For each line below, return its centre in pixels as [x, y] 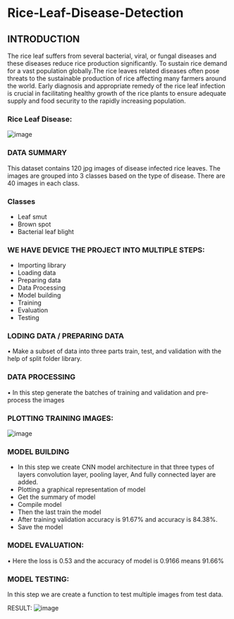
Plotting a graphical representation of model [81, 490]
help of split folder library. [45, 359]
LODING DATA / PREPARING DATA [66, 336]
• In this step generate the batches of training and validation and [101, 392]
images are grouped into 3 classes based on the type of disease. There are [116, 176]
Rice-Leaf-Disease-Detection [96, 13]
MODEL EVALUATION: [46, 546]
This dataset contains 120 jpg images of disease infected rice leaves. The [114, 168]
